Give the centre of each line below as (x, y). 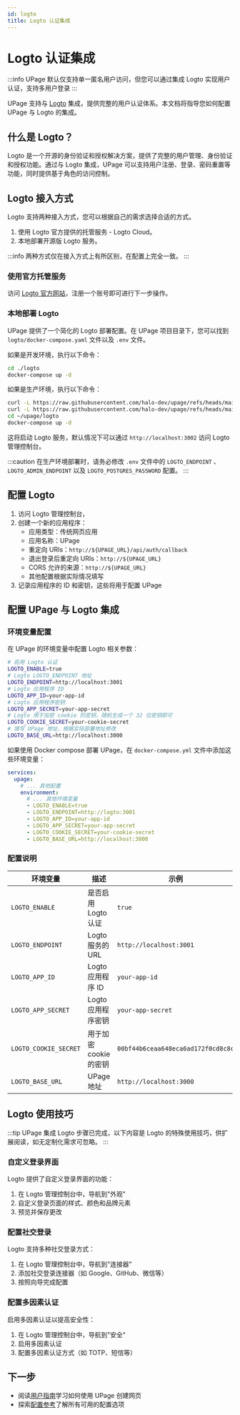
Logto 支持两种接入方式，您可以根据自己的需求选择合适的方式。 (101, 217)
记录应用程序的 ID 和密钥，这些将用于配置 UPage (90, 585)
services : (22, 773)
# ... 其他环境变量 (52, 799)
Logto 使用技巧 (40, 1114)
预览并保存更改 (40, 1211)
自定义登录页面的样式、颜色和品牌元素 (74, 1203)
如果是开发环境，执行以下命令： (54, 354)
